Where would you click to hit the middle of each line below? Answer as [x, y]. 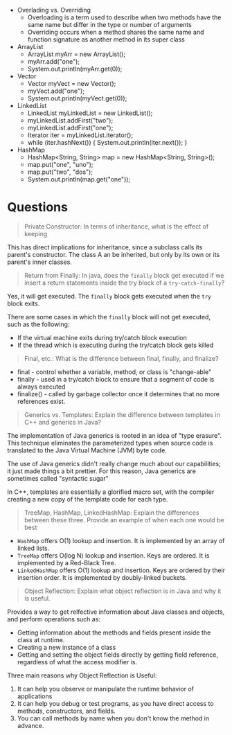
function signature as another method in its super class [106, 39]
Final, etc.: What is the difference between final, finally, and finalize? [121, 358]
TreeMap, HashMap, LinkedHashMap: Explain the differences [111, 513]
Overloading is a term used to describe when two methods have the [124, 17]
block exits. [24, 303]
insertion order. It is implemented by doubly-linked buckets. [102, 577]
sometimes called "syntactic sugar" [58, 478]
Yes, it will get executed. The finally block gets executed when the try [109, 296]
